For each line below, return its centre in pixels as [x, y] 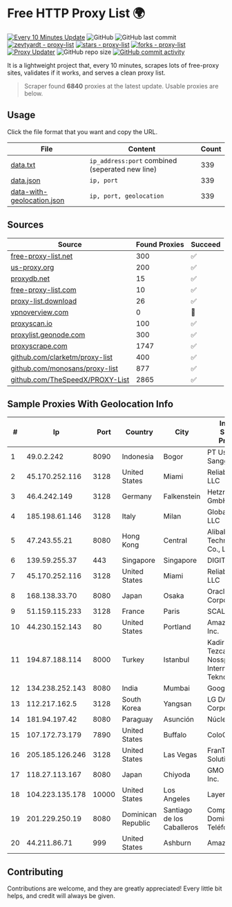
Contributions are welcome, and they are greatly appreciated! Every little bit [115, 888]
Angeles [177, 799]
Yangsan [177, 704]
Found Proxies [160, 244]
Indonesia [138, 457]
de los [173, 819]
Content [142, 149]
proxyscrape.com [39, 346]
